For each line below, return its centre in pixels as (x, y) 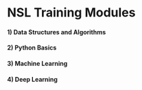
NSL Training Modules (71, 13)
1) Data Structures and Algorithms (57, 32)
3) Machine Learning (37, 63)
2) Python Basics (32, 48)
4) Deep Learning (33, 79)
